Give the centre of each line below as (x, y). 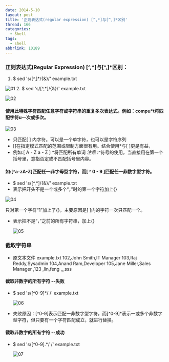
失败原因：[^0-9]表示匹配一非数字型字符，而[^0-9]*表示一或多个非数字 (88, 313)
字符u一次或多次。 (29, 117)
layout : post (19, 15)
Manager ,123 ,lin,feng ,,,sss (42, 269)
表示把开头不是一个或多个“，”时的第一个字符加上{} (65, 189)
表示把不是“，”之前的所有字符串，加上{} (54, 221)
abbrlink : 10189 (23, 48)
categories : (18, 29)
